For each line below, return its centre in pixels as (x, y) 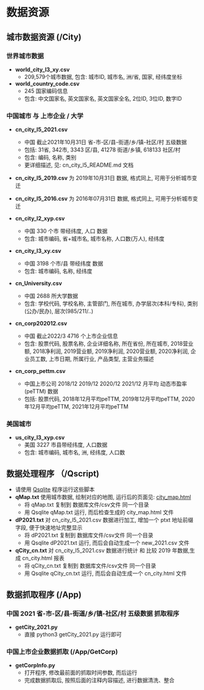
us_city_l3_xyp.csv (40, 438)
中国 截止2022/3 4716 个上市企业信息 (71, 336)
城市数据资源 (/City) (44, 37)
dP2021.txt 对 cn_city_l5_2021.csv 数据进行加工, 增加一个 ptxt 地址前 (101, 520)
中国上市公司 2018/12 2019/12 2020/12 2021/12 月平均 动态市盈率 (106, 384)
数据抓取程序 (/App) (44, 594)
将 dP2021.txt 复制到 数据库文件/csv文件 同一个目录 (89, 536)
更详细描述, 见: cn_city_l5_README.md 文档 (79, 165)
